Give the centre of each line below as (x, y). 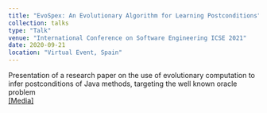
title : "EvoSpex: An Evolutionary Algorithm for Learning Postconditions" (135, 16)
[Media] (21, 101)
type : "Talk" (30, 30)
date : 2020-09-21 (37, 45)
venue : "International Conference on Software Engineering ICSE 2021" (128, 38)
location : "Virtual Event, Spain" (66, 53)
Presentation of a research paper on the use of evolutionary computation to (132, 75)
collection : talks (39, 23)
